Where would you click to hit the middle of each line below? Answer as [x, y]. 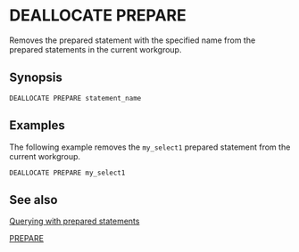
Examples [37, 126]
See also [33, 200]
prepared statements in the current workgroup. [96, 49]
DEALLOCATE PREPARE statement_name [75, 98]
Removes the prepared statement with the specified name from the [133, 40]
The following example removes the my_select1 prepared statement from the [150, 147]
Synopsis [36, 78]
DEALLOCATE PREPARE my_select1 [67, 173]
